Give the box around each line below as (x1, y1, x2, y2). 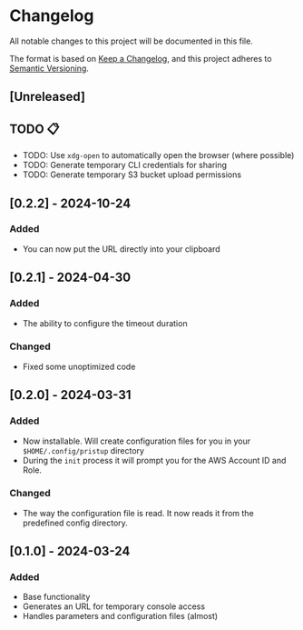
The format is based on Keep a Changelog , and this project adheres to (9, 53, 272, 64)
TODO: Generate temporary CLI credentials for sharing (22, 160, 228, 171)
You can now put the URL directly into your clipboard (22, 243, 220, 255)
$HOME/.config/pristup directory (22, 445, 145, 455)
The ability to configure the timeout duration (22, 317, 188, 328)
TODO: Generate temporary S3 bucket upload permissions (22, 169, 242, 180)
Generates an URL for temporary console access (22, 601, 206, 612)
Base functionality (22, 592, 91, 603)
